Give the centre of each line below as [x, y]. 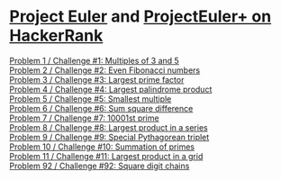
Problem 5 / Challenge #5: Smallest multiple [91, 99]
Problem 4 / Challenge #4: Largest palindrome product [111, 89]
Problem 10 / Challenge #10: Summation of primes [102, 147]
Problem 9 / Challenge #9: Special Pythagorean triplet [109, 137]
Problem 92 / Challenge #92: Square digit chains [100, 166]
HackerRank [56, 36]
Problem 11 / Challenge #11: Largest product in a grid [106, 156]
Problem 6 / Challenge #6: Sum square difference [101, 108]
